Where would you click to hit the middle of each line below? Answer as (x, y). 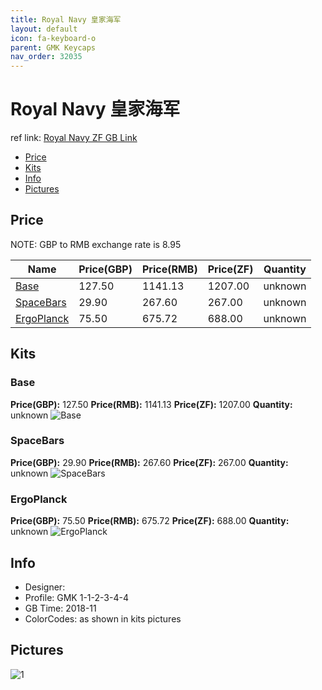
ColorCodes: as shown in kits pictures (103, 618)
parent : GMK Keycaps (53, 47)
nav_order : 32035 (46, 57)
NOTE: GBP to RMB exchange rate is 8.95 (96, 244)
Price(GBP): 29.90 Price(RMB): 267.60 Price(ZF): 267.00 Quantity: (149, 462)
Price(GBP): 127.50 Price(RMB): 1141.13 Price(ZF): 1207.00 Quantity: (151, 404)
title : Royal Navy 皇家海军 (66, 19)
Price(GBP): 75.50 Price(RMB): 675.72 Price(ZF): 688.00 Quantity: (150, 521)
